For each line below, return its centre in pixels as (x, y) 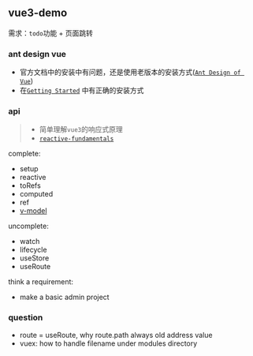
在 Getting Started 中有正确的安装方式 (82, 91)
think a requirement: (41, 282)
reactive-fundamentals (76, 139)
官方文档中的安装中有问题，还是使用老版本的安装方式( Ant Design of (130, 72)
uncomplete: (28, 226)
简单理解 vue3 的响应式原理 (81, 129)
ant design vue (37, 54)
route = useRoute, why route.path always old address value (116, 335)
